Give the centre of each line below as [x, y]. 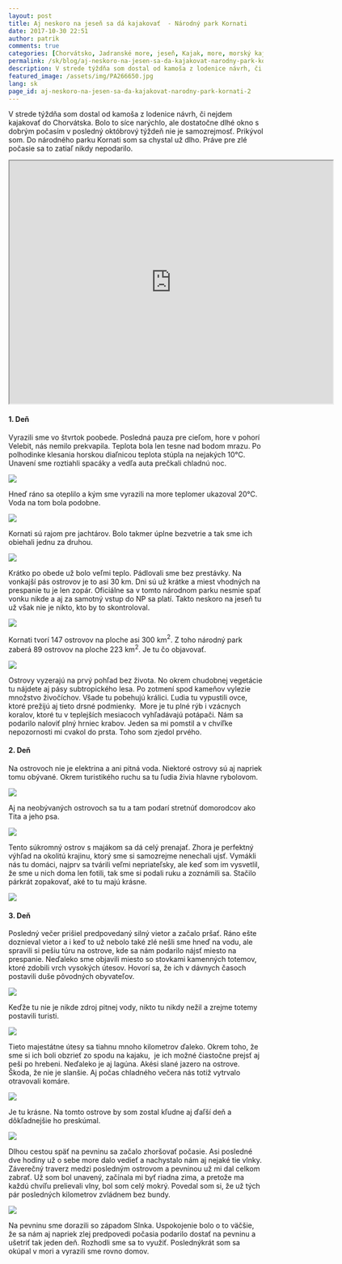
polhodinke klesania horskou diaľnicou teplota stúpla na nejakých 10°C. [127, 454]
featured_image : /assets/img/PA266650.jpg [81, 76]
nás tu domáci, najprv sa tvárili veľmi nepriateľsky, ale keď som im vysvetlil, [134, 865]
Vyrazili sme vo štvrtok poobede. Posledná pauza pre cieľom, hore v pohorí [134, 437]
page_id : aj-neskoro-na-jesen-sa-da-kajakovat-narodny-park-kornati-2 [130, 91]
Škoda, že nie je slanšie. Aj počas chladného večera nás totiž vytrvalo [125, 1073]
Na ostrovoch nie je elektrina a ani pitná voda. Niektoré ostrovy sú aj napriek [135, 768]
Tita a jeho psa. [34, 817]
